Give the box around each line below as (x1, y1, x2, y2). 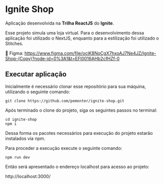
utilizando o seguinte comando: (5, 89, 70, 95)
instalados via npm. (5, 135, 46, 141)
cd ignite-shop (5, 117, 37, 122)
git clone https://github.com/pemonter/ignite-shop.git (5, 98, 124, 103)
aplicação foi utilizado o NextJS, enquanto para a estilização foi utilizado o (5, 35, 159, 41)
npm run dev (5, 154, 30, 160)
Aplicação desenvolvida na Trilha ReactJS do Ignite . (5, 20, 114, 26)
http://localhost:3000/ (5, 173, 51, 179)
